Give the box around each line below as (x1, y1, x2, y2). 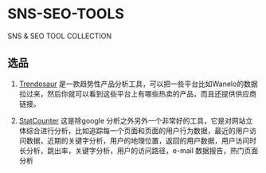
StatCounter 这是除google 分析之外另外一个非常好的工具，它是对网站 (18, 116, 246, 125)
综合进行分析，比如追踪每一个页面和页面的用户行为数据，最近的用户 (25, 125, 250, 136)
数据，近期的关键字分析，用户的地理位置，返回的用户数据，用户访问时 (25, 136, 256, 145)
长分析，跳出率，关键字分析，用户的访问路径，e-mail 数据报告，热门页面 (18, 145, 259, 155)
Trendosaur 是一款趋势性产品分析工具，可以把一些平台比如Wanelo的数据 (18, 79, 258, 88)
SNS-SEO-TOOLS (7, 5, 125, 23)
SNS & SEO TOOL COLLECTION (7, 31, 112, 41)
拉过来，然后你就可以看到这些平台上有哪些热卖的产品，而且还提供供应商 (18, 88, 256, 98)
